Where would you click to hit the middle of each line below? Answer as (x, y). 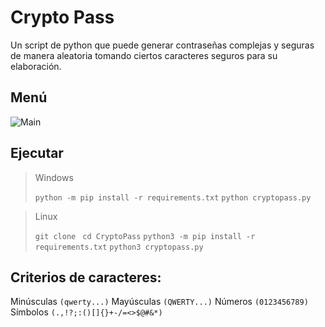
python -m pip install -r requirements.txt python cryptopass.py (173, 197)
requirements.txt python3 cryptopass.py (119, 247)
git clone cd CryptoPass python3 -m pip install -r (145, 236)
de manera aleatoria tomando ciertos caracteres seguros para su (144, 55)
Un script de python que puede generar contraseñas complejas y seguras (162, 45)
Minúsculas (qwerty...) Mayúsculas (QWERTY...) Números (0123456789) (159, 302)
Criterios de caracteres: (86, 277)
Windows (54, 177)
